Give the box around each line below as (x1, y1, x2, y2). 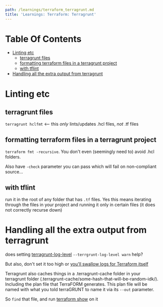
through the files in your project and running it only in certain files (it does (5, 202, 156, 208)
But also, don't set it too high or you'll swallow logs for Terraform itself (5, 261, 149, 267)
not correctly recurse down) (5, 207, 62, 213)
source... (5, 169, 23, 175)
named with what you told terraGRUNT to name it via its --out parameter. (5, 287, 155, 292)
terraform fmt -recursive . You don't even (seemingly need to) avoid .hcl (5, 149, 155, 154)
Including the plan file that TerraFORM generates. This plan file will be (5, 281, 148, 287)
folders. (5, 154, 21, 160)
